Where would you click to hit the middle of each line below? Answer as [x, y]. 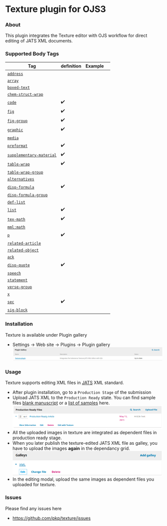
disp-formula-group [27, 195]
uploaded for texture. [34, 485]
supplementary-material [32, 155]
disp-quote [18, 265]
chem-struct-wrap [25, 95]
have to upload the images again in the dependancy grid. [71, 448]
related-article [24, 243]
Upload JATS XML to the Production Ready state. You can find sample [84, 398]
